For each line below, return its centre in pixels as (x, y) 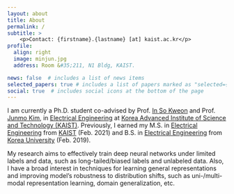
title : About (26, 20)
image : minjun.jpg (40, 59)
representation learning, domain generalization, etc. (101, 183)
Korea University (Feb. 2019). (49, 140)
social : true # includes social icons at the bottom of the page (106, 91)
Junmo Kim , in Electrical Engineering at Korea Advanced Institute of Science (117, 118)
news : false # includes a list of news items (76, 78)
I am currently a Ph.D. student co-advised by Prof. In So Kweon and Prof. (111, 111)
